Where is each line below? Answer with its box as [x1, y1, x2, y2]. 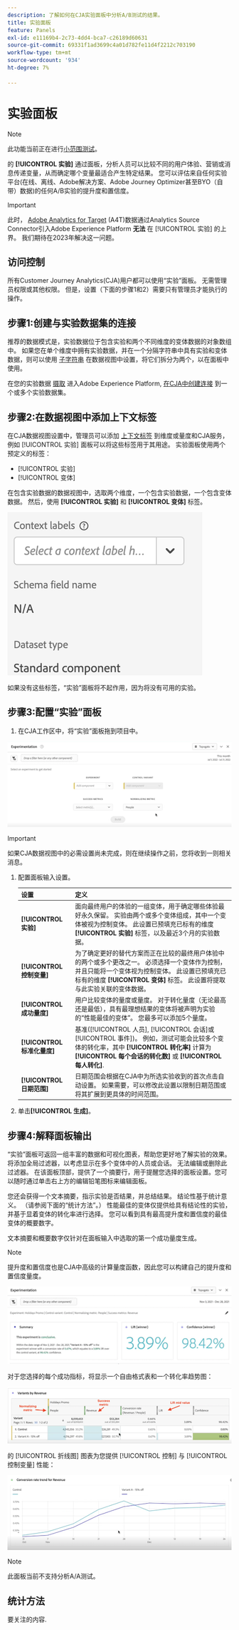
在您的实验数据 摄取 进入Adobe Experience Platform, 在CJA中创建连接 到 [7, 379, 222, 388]
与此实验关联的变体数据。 [75, 985, 150, 993]
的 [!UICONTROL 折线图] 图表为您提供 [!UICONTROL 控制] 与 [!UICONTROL [7, 1452, 228, 1460]
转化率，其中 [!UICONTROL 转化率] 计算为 [87, 1043, 212, 1051]
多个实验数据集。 [19, 388, 70, 397]
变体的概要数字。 [7, 1219, 58, 1227]
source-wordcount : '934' [7, 57, 81, 64]
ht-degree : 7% [7, 64, 50, 71]
